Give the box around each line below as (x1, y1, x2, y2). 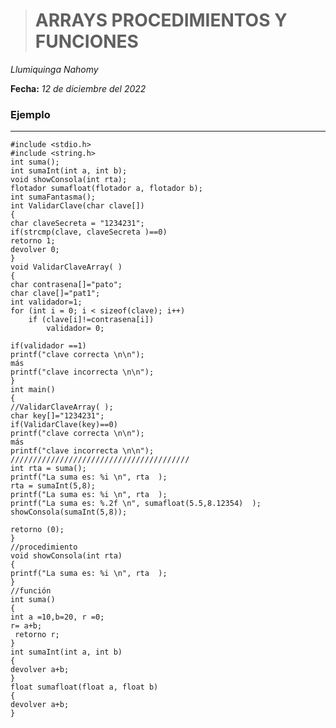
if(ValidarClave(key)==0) (10, 420, 118, 430)
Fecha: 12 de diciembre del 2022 (10, 82, 147, 94)
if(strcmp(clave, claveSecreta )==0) (10, 227, 168, 238)
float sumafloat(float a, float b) (10, 682, 159, 693)
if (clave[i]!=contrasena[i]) (28, 315, 155, 325)
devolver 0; (10, 245, 60, 255)
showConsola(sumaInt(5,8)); (10, 507, 128, 518)
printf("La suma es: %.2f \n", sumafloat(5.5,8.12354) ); (10, 499, 262, 509)
